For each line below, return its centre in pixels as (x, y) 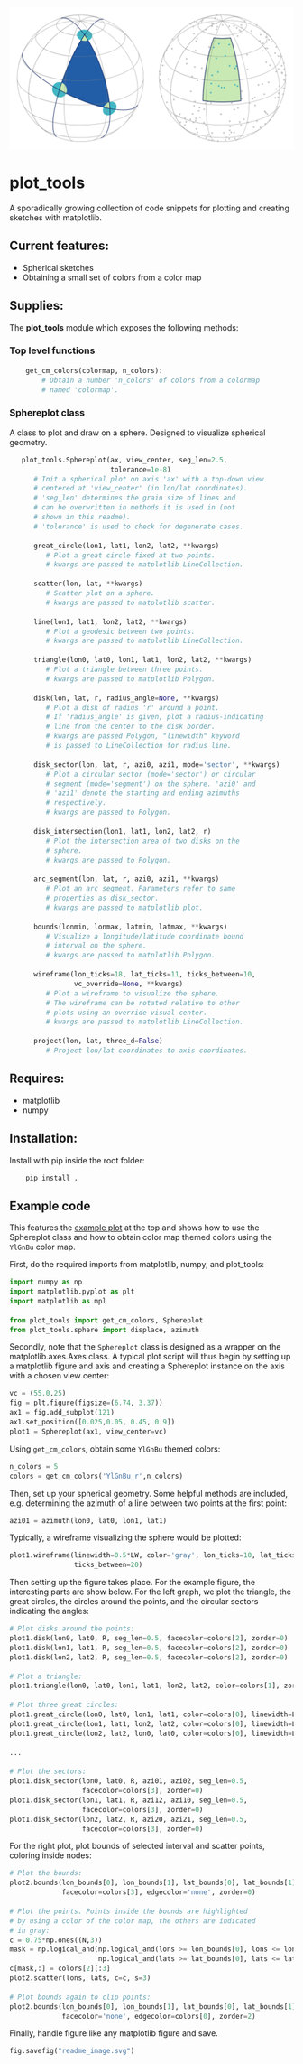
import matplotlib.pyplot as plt (72, 1292)
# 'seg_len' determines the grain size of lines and (134, 498)
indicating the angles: (50, 1611)
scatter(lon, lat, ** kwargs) (88, 584)
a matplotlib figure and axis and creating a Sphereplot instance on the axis (147, 1366)
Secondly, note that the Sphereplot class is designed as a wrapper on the (145, 1347)
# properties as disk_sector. (102, 898)
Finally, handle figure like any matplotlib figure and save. (114, 2033)
